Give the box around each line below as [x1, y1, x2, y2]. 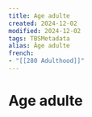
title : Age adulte [8, 11, 70, 20]
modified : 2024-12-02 [8, 27, 82, 35]
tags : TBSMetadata [8, 34, 70, 43]
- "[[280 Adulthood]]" [8, 57, 85, 65]
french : [8, 49, 35, 57]
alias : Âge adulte [8, 42, 70, 50]
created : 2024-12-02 [8, 19, 78, 27]
